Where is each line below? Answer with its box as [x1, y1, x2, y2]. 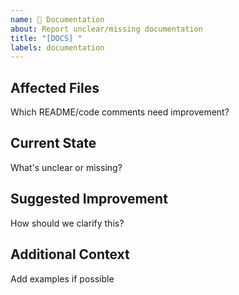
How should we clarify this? [10, 217, 125, 229]
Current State [10, 135, 97, 152]
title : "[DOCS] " [10, 33, 83, 43]
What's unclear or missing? [10, 161, 123, 173]
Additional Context [10, 246, 130, 263]
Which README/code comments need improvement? [10, 106, 230, 118]
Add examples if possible [10, 272, 115, 285]
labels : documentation [10, 42, 105, 53]
